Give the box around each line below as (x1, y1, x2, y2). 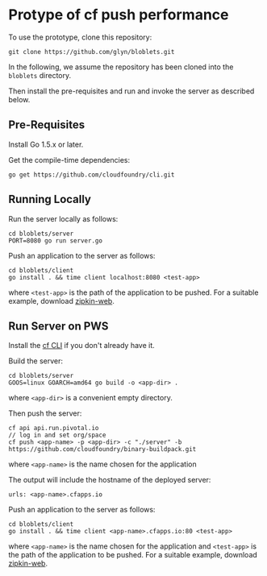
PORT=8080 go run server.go (8, 236, 103, 245)
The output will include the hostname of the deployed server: (8, 475, 211, 485)
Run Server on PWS (8, 319, 109, 333)
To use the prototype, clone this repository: (8, 32, 152, 42)
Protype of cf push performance (8, 6, 229, 24)
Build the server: (8, 356, 63, 366)
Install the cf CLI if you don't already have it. (8, 341, 155, 350)
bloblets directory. (8, 70, 71, 80)
